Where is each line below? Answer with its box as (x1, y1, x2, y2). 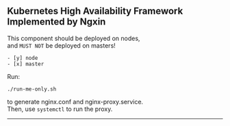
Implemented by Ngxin (7, 16, 106, 28)
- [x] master (7, 61, 44, 67)
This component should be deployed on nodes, (7, 34, 140, 42)
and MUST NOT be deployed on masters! (7, 41, 116, 50)
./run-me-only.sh (7, 85, 57, 93)
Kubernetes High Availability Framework (7, 5, 183, 17)
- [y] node (7, 54, 38, 61)
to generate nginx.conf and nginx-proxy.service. (7, 97, 144, 106)
